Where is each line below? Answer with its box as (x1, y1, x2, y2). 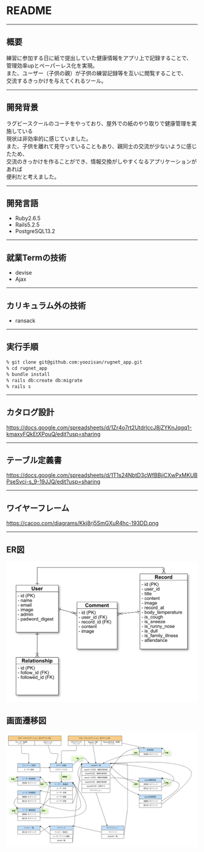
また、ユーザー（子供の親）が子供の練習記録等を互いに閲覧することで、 (6, 69, 187, 77)
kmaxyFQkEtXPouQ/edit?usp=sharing (6, 430, 101, 437)
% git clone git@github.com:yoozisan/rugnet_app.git (6, 359, 143, 365)
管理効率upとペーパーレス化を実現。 (6, 62, 98, 69)
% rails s (6, 383, 32, 390)
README (6, 4, 52, 18)
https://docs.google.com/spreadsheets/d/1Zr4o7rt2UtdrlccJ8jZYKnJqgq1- (6, 424, 192, 431)
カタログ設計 (6, 407, 55, 418)
